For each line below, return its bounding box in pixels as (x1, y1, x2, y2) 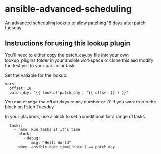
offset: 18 (9, 86, 32, 91)
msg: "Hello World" (31, 140, 71, 145)
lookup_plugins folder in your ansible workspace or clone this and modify (5, 57, 154, 63)
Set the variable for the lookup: (5, 72, 68, 78)
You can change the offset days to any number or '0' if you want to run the (5, 99, 156, 104)
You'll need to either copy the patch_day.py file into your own (5, 52, 129, 58)
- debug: (23, 136, 41, 141)
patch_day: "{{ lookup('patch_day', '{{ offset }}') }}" (9, 90, 129, 95)
